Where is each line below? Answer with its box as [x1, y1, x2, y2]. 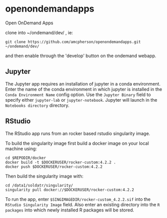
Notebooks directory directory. [5, 102, 70, 108]
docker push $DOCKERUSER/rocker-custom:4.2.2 [5, 164, 102, 169]
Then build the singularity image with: [5, 173, 84, 179]
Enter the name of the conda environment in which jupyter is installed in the [5, 86, 162, 92]
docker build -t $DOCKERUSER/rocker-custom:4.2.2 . [5, 160, 116, 165]
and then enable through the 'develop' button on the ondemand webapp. [5, 53, 156, 59]
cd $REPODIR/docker [5, 155, 46, 160]
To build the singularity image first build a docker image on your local [5, 140, 149, 146]
